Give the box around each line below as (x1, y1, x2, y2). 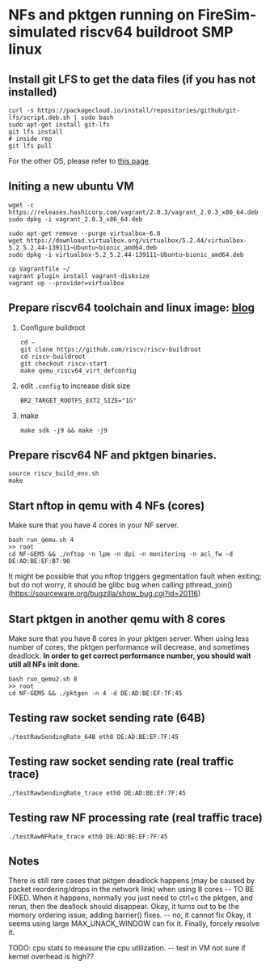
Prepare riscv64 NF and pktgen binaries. (8, 448, 217, 463)
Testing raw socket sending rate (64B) (8, 711, 206, 725)
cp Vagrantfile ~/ (8, 265, 70, 273)
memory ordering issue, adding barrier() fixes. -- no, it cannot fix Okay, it (8, 910, 251, 920)
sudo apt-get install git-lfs (8, 121, 111, 129)
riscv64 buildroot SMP (79, 23, 234, 41)
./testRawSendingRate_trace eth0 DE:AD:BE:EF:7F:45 (8, 788, 186, 797)
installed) (8, 85, 57, 99)
